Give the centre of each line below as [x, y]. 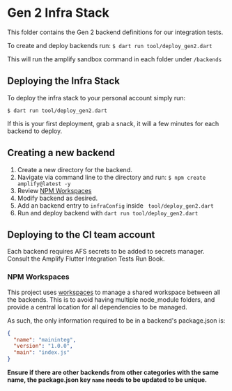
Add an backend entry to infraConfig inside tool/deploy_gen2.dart [115, 205]
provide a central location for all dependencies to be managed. [97, 307]
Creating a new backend [61, 153]
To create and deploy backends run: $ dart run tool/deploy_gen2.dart [110, 45]
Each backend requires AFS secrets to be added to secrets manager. [106, 252]
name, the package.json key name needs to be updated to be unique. [107, 380]
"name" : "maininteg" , [45, 339]
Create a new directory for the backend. [75, 169]
